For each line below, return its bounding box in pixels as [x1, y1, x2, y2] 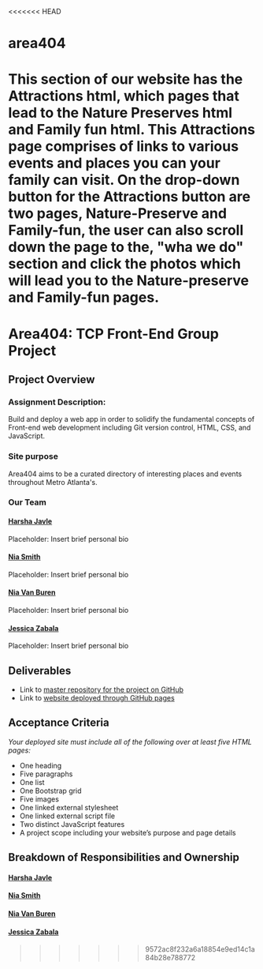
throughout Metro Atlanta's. [8, 477, 98, 486]
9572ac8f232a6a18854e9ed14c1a [145, 945, 256, 954]
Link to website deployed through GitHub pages [19, 693, 175, 703]
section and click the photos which [8, 255, 242, 273]
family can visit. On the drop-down [8, 171, 240, 189]
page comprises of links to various [8, 137, 239, 156]
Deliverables [8, 663, 72, 678]
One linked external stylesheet [19, 802, 119, 812]
